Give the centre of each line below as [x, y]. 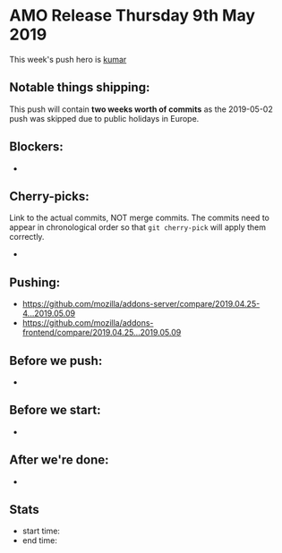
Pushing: [35, 282]
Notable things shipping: [80, 87]
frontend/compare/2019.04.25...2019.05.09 [102, 333]
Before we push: [56, 360]
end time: [40, 540]
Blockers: [37, 147]
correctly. [27, 237]
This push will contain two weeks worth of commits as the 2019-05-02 [141, 109]
